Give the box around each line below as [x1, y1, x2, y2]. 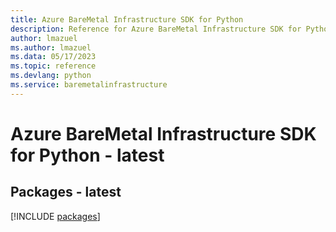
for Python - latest [10, 144, 165, 166]
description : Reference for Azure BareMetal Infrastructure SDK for [10, 24, 302, 34]
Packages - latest [10, 184, 122, 201]
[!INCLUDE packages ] [10, 210, 101, 222]
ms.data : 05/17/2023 [10, 52, 97, 62]
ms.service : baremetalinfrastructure [10, 80, 168, 90]
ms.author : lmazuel [10, 42, 92, 53]
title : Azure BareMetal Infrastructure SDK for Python [10, 14, 244, 25]
